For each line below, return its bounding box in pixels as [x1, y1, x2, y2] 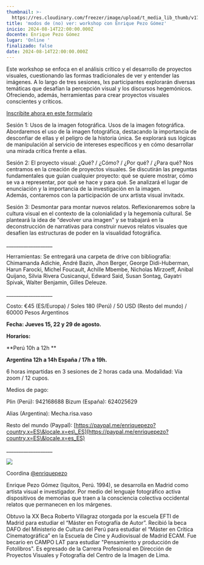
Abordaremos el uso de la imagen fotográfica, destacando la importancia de [6, 127, 197, 135]
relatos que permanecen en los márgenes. [6, 500, 112, 508]
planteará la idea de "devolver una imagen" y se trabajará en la [6, 216, 164, 223]
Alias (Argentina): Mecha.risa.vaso [6, 410, 93, 417]
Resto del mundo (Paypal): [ [6, 421, 76, 428]
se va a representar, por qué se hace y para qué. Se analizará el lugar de [6, 178, 188, 186]
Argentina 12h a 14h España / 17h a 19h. [6, 356, 107, 363]
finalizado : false [6, 43, 53, 49]
